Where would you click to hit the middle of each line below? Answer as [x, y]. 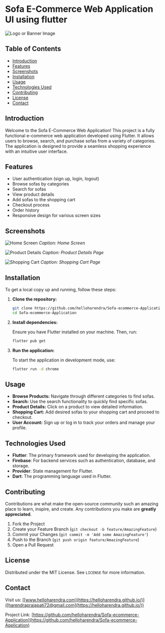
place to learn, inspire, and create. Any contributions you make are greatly [81, 509]
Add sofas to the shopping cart [44, 200]
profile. [19, 428]
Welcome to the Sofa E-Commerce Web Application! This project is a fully [80, 130]
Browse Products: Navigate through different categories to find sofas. [83, 396]
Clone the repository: [34, 299]
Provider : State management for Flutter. [53, 471]
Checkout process [31, 205]
